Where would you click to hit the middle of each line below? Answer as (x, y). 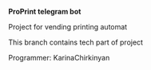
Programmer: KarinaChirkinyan (59, 58)
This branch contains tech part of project (76, 42)
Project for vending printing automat (68, 27)
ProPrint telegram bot (45, 12)
